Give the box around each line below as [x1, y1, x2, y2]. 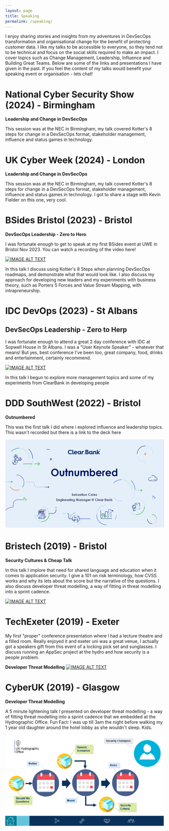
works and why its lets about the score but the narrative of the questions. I [5, 578, 159, 584]
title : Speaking [5, 13, 39, 19]
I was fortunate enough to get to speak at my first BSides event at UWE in [5, 241, 157, 247]
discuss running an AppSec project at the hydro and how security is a [5, 649, 149, 655]
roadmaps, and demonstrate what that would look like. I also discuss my [5, 271, 155, 278]
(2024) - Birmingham [5, 99, 96, 111]
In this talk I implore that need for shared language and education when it [5, 567, 157, 573]
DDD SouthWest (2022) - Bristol [5, 397, 141, 409]
